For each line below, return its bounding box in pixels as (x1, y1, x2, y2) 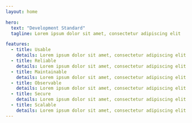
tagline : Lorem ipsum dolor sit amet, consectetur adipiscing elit (11, 30, 181, 36)
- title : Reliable (11, 58, 57, 64)
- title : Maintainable (11, 69, 67, 75)
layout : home (5, 8, 38, 15)
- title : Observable (11, 80, 62, 86)
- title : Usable (11, 47, 51, 53)
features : (5, 41, 30, 48)
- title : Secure (11, 91, 51, 97)
